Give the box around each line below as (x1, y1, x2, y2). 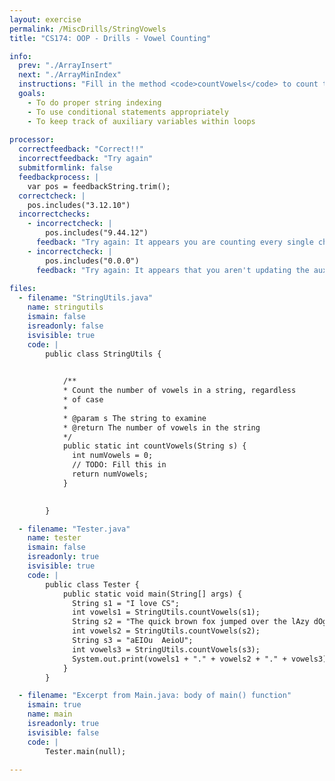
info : (9, 51, 32, 61)
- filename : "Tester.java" (18, 524, 131, 534)
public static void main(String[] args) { (62, 589, 243, 599)
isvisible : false (27, 727, 100, 738)
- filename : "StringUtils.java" (18, 293, 154, 303)
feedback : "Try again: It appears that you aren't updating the (35, 265, 310, 275)
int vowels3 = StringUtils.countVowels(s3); (72, 644, 261, 655)
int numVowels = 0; (72, 451, 154, 461)
